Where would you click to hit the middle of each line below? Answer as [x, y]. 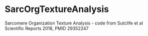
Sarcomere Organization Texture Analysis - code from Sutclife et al [74, 23]
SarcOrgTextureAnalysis [57, 9]
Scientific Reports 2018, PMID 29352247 [47, 28]
